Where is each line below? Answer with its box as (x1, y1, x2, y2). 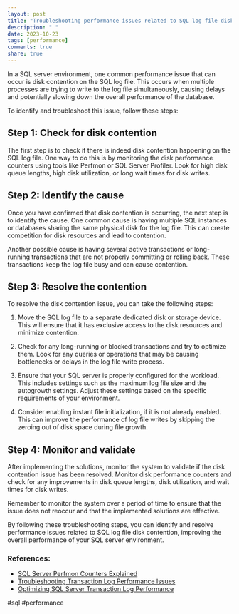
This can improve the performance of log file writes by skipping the (17, 415, 216, 424)
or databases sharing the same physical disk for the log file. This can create (7, 223, 230, 232)
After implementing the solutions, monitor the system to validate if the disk (7, 463, 225, 471)
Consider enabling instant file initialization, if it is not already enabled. (17, 408, 222, 416)
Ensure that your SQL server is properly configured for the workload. (17, 372, 220, 380)
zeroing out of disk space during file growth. (17, 423, 148, 431)
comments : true (7, 44, 53, 51)
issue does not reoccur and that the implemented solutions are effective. (7, 507, 221, 516)
